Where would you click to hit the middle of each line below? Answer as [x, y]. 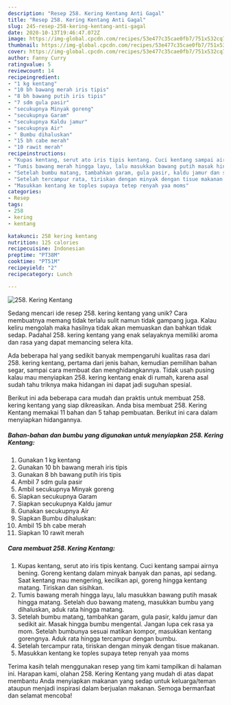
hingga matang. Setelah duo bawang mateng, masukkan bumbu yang [116, 602]
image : [17, 39]
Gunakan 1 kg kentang [49, 460]
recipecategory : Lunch [40, 274]
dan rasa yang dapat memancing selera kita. [70, 342]
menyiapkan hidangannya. [45, 419]
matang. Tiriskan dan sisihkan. [61, 587]
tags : [15, 205]
